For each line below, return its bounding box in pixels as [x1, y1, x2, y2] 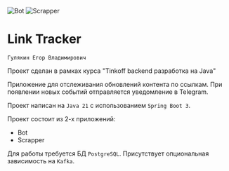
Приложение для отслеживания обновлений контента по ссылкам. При [7, 80, 223, 88]
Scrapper [17, 135, 45, 144]
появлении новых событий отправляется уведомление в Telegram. [7, 88, 209, 96]
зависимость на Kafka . [7, 156, 75, 165]
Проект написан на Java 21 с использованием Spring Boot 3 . [7, 101, 191, 109]
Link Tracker [7, 32, 82, 47]
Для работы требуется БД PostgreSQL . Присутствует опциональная [7, 149, 209, 158]
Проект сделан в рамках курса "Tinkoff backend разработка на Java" [7, 67, 216, 75]
